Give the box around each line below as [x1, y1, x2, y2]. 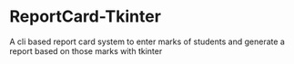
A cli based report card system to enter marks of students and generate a [9, 36, 285, 47]
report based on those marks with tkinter [9, 45, 163, 56]
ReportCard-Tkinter [9, 6, 162, 27]
